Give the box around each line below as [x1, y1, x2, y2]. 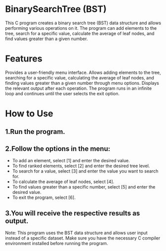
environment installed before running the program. [5, 241, 108, 247]
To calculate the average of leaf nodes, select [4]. [12, 179, 114, 185]
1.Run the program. [5, 127, 65, 136]
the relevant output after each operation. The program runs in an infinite [5, 85, 152, 91]
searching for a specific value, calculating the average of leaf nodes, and [5, 74, 155, 80]
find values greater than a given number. [5, 36, 88, 42]
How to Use [5, 108, 54, 120]
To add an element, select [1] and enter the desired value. [12, 158, 130, 164]
